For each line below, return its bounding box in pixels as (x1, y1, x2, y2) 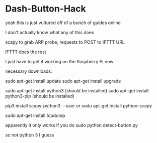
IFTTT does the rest (5, 49, 46, 55)
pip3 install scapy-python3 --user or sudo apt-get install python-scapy (5, 102, 152, 108)
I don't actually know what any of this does (5, 29, 94, 35)
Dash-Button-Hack (5, 3, 87, 15)
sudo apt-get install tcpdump (5, 112, 65, 118)
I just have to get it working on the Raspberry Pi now (5, 58, 114, 64)
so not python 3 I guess (5, 131, 54, 138)
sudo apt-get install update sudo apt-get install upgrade (5, 78, 121, 84)
